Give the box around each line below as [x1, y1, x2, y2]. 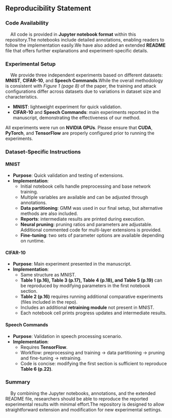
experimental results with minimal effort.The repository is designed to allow [5, 401, 165, 407]
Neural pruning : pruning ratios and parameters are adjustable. [20, 222, 152, 228]
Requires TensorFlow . [20, 344, 68, 350]
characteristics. [5, 93, 39, 99]
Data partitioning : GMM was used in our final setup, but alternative [20, 205, 163, 211]
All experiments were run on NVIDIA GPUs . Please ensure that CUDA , [5, 124, 153, 130]
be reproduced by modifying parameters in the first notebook [20, 283, 150, 289]
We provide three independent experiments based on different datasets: [10, 72, 163, 78]
